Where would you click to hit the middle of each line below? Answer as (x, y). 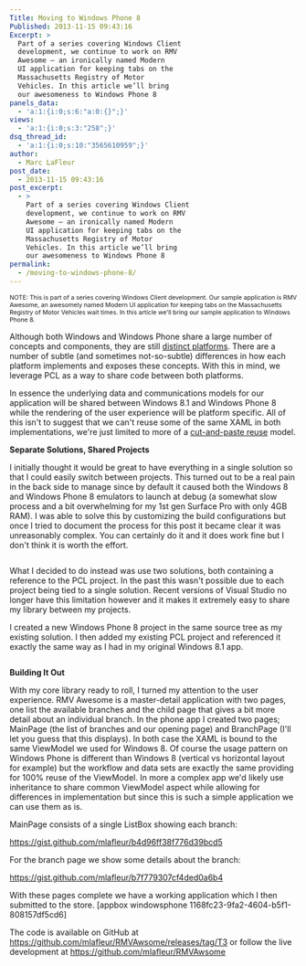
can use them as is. (46, 806)
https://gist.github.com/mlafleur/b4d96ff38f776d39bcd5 (116, 842)
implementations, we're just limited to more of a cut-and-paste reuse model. (153, 431)
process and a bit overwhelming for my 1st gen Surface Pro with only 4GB (148, 506)
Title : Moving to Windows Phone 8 (75, 18)
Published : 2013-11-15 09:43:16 (71, 27)
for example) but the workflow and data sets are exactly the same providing (152, 768)
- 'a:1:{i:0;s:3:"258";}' (67, 129)
